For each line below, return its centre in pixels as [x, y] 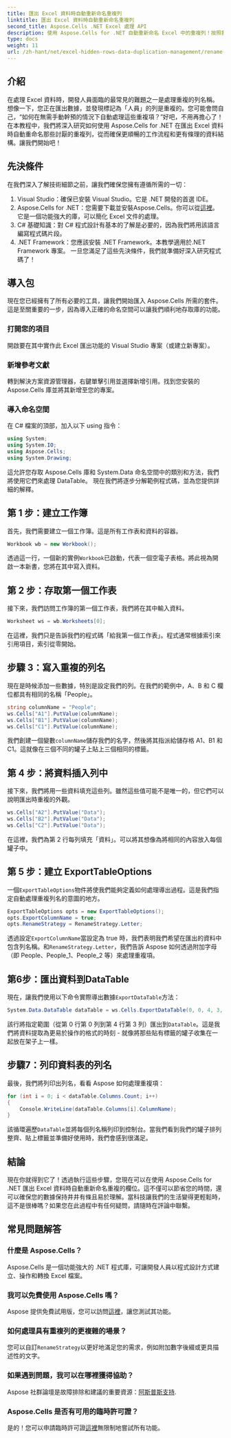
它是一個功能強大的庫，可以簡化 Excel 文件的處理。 [90, 216]
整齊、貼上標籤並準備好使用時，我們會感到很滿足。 [79, 1138]
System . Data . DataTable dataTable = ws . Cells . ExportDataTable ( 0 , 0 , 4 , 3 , [115, 1010]
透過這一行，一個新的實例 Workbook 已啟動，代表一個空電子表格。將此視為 [110, 558]
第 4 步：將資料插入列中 [58, 773]
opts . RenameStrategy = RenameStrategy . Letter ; [75, 924]
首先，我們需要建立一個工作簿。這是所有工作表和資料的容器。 [95, 531]
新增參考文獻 [29, 364]
